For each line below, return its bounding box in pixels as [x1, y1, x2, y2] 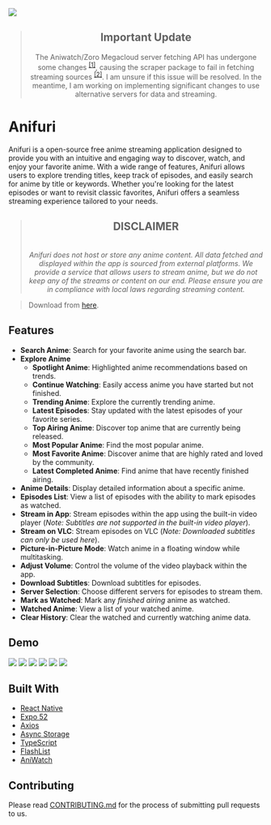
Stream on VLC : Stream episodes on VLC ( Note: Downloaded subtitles [19, 526, 256, 535]
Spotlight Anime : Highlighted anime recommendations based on [32, 362, 248, 372]
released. [32, 431, 64, 441]
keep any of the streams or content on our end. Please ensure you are [28, 276, 264, 286]
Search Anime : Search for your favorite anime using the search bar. [19, 345, 247, 354]
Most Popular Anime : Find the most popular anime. [32, 440, 204, 449]
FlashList [19, 746, 51, 756]
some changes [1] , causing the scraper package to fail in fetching [37, 61, 255, 72]
